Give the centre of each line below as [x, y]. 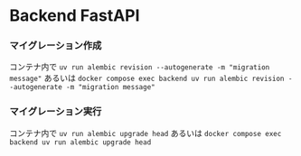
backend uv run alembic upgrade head [80, 142]
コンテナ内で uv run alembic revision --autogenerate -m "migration [140, 67]
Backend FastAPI [75, 16]
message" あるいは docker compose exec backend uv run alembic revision [147, 78]
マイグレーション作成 [56, 46]
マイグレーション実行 [56, 112]
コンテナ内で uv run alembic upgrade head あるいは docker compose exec [146, 133]
